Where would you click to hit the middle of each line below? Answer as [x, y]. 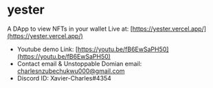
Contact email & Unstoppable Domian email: [79, 63]
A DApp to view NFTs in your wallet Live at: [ [70, 29]
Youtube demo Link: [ [47, 49]
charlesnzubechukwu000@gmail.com [71, 71]
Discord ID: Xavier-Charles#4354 [64, 78]
